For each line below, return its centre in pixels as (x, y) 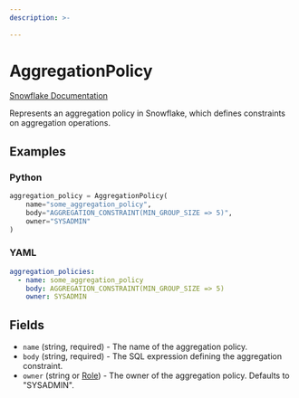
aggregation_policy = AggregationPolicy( (89, 196)
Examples (38, 152)
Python (26, 177)
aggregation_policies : (52, 271)
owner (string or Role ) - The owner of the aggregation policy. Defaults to (156, 375)
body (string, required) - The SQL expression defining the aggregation (152, 356)
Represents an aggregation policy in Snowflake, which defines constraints (147, 113)
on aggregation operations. (60, 123)
